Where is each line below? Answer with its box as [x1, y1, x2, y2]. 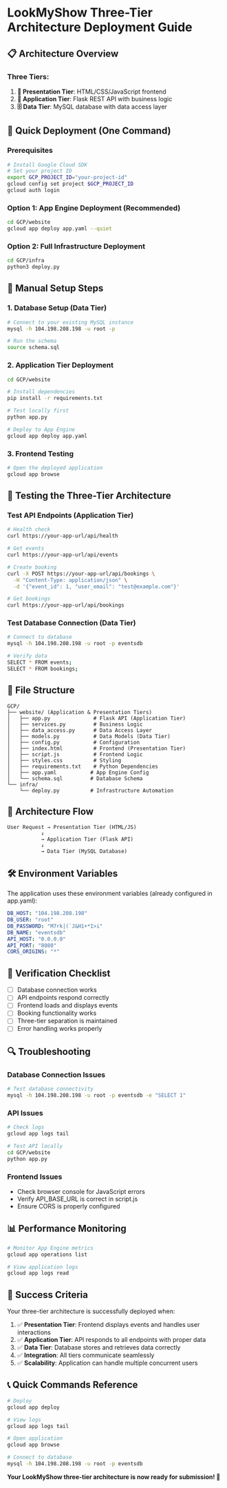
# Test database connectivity [7, 1086, 94, 1093]
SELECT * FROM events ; [7, 659, 72, 666]
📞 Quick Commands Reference [7, 1379, 138, 1391]
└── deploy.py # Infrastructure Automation [19, 787, 174, 794]
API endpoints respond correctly [17, 994, 109, 1002]
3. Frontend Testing [7, 449, 74, 459]
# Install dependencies [7, 388, 76, 395]
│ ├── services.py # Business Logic [7, 721, 143, 728]
